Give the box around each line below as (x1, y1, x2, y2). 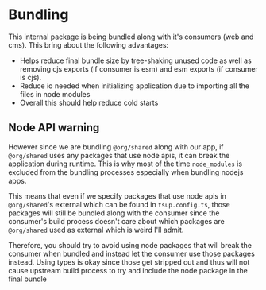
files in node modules (19, 89, 91, 99)
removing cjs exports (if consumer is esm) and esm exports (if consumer (19, 64, 258, 73)
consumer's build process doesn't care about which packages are (8, 216, 225, 226)
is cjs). (19, 72, 42, 82)
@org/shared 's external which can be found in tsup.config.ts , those (8, 199, 230, 209)
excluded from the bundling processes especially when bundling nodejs (8, 167, 244, 176)
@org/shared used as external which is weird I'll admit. (8, 225, 184, 234)
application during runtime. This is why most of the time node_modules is (8, 159, 243, 168)
